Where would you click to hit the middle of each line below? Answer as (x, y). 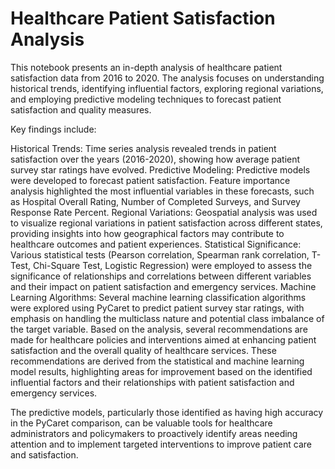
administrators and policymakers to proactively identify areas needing (154, 433)
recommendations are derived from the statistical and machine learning (157, 361)
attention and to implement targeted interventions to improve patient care (161, 444)
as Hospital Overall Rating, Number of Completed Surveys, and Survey (155, 201)
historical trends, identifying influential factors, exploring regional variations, (167, 88)
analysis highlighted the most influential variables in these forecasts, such (162, 191)
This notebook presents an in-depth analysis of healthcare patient (146, 67)
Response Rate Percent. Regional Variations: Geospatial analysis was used (164, 212)
